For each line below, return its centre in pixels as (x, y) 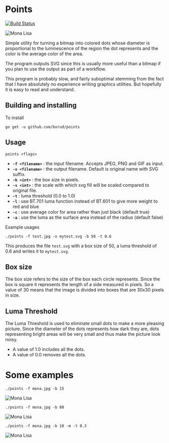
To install (15, 117)
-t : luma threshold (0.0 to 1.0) (44, 195)
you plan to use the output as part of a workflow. (56, 69)
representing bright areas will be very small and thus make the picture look (83, 334)
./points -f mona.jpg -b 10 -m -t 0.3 (46, 426)
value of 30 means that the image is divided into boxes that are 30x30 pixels (84, 290)
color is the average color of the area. (44, 54)
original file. (25, 190)
